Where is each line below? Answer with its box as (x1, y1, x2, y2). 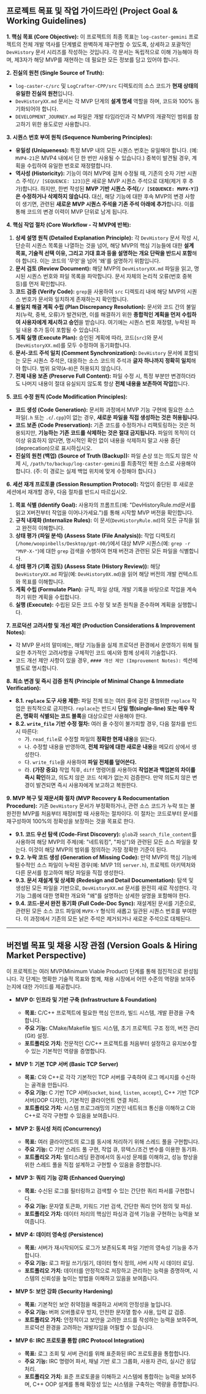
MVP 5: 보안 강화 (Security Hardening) (15, 1287, 113, 1295)
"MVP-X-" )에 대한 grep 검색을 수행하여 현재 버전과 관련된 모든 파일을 (15, 547, 178, 555)
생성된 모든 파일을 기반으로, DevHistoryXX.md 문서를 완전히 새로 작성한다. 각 (15, 884, 197, 892)
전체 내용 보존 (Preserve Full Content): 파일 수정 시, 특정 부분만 (15, 372, 170, 380)
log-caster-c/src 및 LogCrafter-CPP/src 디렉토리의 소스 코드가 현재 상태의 (15, 82, 199, 89)
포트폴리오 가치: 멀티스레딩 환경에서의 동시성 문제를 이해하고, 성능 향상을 (24, 1153, 198, 1161)
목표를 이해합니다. (21, 578, 65, 585)
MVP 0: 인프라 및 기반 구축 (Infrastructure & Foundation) (15, 995, 158, 1003)
